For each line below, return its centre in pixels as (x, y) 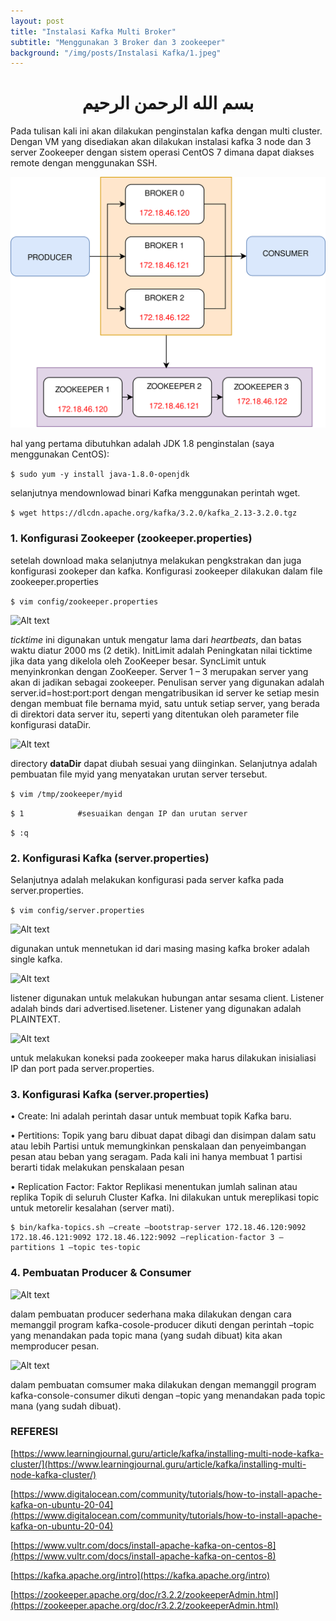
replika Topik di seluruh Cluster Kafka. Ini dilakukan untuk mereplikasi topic (165, 1197)
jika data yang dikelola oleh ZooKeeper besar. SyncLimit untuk (138, 661)
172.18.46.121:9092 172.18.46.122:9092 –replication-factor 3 (142, 1238)
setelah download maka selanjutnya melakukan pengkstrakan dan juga (156, 560)
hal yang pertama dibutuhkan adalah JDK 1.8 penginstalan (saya (142, 444)
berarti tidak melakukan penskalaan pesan (97, 1167)
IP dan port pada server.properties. (82, 1068)
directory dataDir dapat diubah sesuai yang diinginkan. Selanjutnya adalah (164, 763)
